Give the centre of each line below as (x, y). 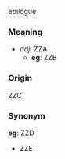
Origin (20, 78)
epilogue (22, 11)
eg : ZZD (21, 133)
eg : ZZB (44, 58)
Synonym (27, 115)
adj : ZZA (33, 49)
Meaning (25, 32)
